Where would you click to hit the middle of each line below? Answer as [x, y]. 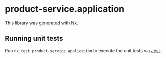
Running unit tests [34, 38]
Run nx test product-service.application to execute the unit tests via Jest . [83, 50]
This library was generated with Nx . [41, 23]
